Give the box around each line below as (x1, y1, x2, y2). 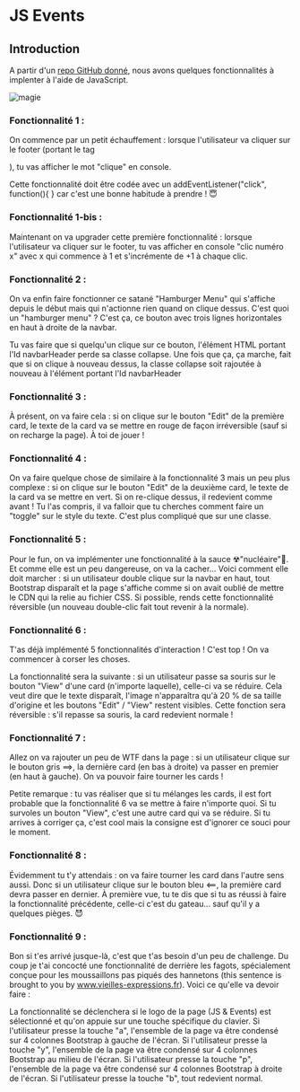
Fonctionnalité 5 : (9, 533, 87, 546)
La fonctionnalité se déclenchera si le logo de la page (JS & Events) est (9, 1006, 271, 1017)
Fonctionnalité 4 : (9, 453, 88, 465)
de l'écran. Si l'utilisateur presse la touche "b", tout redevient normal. (9, 1072, 263, 1083)
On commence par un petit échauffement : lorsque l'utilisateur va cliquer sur (9, 135, 291, 145)
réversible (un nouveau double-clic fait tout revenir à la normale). (9, 601, 249, 612)
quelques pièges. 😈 (9, 908, 83, 919)
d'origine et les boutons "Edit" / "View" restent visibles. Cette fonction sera (9, 700, 287, 710)
